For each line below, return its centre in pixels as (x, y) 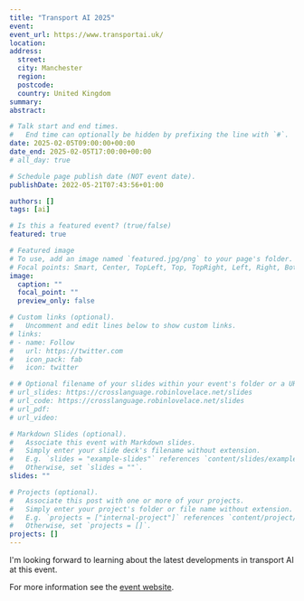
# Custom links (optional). (62, 317)
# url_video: (34, 418)
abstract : (28, 110)
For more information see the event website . (92, 587)
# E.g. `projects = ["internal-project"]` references (117, 517)
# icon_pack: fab (46, 359)
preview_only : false (56, 301)
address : (26, 52)
